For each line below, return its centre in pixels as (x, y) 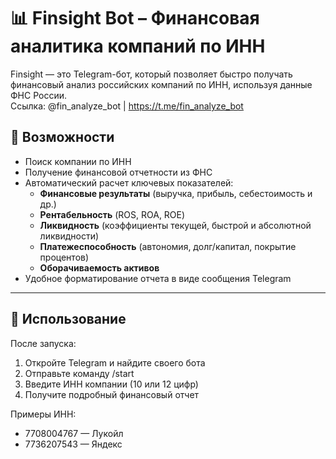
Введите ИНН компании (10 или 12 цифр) (111, 384)
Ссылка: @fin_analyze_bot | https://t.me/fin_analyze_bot (127, 106)
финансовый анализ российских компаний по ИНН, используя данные (161, 84)
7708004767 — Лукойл (74, 433)
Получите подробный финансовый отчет (112, 394)
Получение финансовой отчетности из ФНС (118, 172)
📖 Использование (68, 319)
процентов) (64, 257)
